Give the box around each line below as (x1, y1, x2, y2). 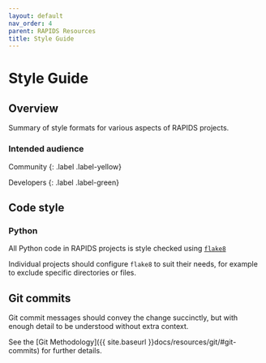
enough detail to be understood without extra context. (8, 322, 189, 331)
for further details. (41, 346, 103, 356)
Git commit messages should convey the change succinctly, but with (8, 313, 238, 322)
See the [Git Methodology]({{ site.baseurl (8, 337, 147, 347)
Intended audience (8, 143, 84, 155)
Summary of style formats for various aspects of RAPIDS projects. (8, 123, 230, 133)
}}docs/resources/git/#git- (148, 337, 237, 347)
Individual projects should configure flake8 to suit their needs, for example (8, 259, 258, 269)
